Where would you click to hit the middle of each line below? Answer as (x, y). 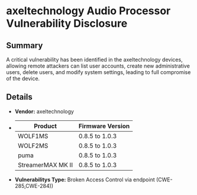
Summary (25, 45)
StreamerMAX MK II (45, 165)
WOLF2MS (33, 145)
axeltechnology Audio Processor (88, 11)
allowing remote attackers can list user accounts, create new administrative (98, 66)
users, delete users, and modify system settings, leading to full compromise (98, 72)
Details (19, 97)
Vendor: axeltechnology (44, 111)
